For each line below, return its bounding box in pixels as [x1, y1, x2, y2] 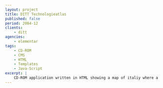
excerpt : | [5, 71, 27, 76]
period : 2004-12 [5, 21, 38, 26]
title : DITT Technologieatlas [5, 12, 67, 17]
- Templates [14, 62, 38, 66]
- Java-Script [14, 66, 42, 71]
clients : [5, 25, 23, 30]
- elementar [14, 39, 38, 44]
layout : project [5, 7, 38, 12]
